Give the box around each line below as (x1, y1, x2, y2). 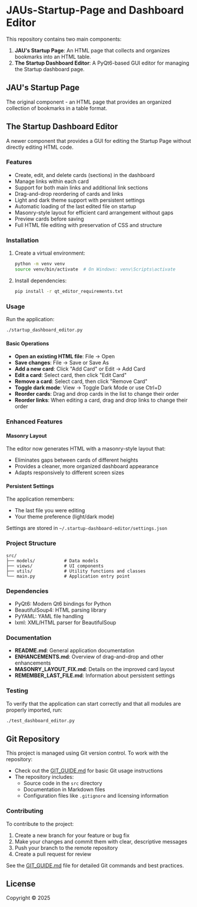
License (6, 879, 36, 889)
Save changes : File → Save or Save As (14, 359, 109, 366)
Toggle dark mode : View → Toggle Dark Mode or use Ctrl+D (14, 384, 162, 391)
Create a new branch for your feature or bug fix (14, 832, 130, 839)
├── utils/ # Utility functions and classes (6, 568, 146, 574)
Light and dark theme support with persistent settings (14, 196, 145, 204)
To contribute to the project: (6, 820, 74, 827)
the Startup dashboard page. (14, 65, 85, 72)
